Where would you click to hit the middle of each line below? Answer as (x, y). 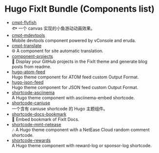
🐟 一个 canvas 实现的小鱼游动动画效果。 (53, 28)
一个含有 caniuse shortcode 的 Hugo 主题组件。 (60, 109)
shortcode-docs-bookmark (39, 114)
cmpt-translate (27, 45)
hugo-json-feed (28, 82)
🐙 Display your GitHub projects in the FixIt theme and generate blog (79, 61)
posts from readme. (31, 66)
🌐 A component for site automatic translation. (57, 51)
